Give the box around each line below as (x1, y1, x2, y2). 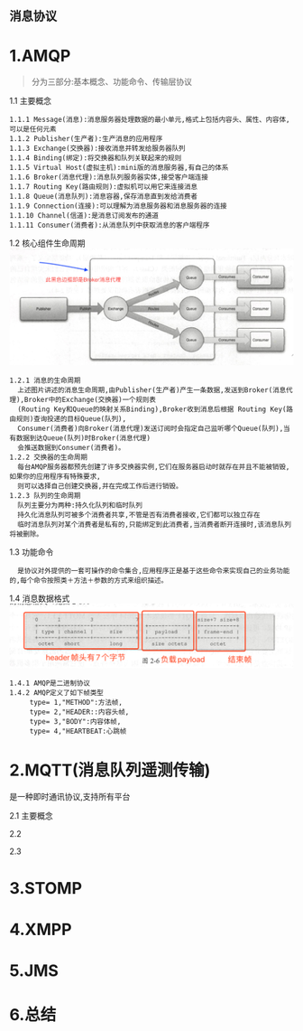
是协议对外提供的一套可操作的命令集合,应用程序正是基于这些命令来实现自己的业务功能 (17, 566, 290, 576)
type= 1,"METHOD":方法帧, (29, 698, 124, 708)
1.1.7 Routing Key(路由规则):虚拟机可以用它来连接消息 (9, 183, 198, 192)
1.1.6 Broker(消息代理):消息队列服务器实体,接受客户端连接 (9, 173, 209, 183)
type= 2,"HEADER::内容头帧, (29, 708, 130, 717)
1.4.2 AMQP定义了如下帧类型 (9, 689, 104, 698)
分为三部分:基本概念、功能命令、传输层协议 (31, 76, 192, 88)
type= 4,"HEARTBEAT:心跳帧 (29, 726, 127, 736)
